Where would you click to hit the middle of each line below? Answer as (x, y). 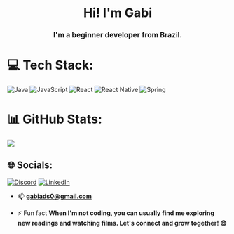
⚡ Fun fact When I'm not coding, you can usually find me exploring (116, 213)
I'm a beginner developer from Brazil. (118, 35)
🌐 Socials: (30, 165)
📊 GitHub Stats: (55, 119)
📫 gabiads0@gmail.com (55, 196)
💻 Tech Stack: (50, 65)
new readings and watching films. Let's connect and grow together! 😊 (122, 223)
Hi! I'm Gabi (118, 13)
